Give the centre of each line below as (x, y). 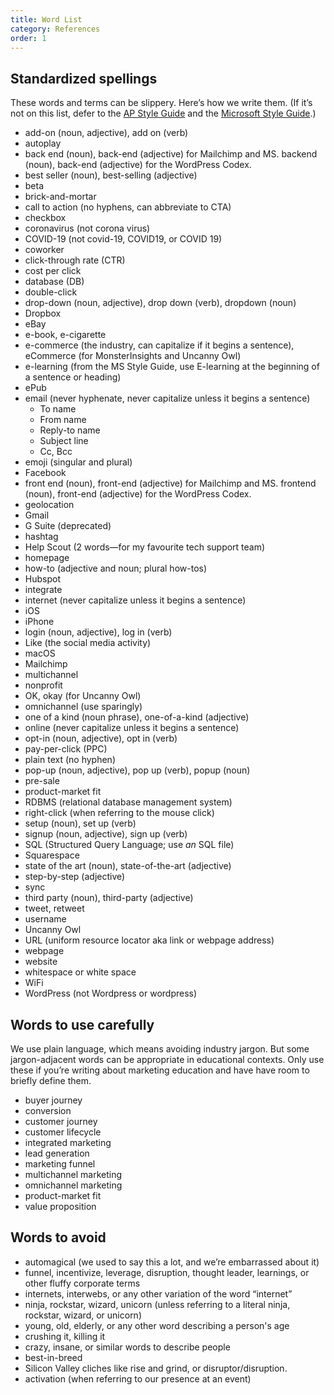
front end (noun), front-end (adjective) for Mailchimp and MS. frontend (170, 483)
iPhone (39, 622)
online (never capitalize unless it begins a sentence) (132, 728)
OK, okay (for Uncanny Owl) (83, 696)
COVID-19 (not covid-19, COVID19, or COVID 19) (123, 239)
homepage (47, 558)
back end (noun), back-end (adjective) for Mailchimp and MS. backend (171, 154)
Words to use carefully (82, 1024)
